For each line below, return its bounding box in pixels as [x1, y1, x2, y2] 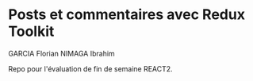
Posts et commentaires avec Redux [8, 6, 246, 24]
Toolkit [8, 22, 55, 40]
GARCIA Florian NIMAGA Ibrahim [8, 48, 115, 58]
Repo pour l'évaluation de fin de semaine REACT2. [8, 64, 173, 73]
